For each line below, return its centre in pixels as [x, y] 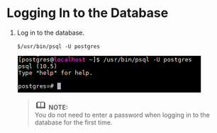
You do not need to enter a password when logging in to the [122, 115]
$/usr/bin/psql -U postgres [58, 46]
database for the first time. [73, 122]
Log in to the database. [51, 33]
